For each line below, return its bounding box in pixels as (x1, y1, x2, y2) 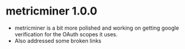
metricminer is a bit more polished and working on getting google (14, 24, 180, 31)
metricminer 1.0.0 (5, 4, 98, 18)
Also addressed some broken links (14, 37, 102, 44)
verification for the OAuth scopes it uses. (14, 30, 118, 38)
